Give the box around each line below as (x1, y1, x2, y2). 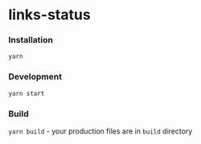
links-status (8, 6, 91, 24)
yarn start (8, 89, 45, 97)
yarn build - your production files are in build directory (8, 126, 193, 136)
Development (8, 71, 63, 82)
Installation (8, 35, 54, 46)
